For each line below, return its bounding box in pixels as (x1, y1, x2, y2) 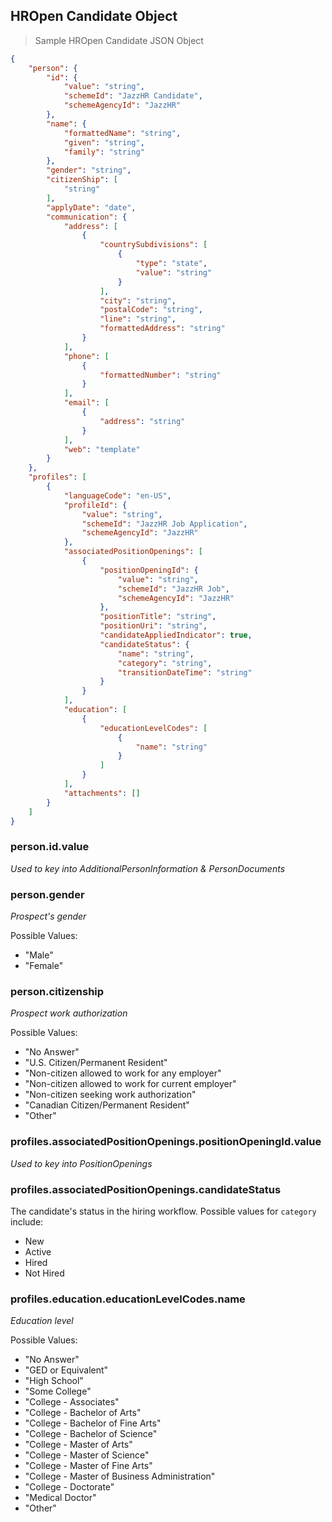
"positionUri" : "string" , (99, 621, 208, 631)
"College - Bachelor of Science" (24, 1428, 158, 1440)
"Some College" (24, 1385, 92, 1398)
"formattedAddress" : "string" (99, 324, 226, 334)
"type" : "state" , (135, 259, 208, 269)
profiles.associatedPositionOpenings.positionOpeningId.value (10, 1135, 322, 1149)
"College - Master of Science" (24, 1449, 150, 1461)
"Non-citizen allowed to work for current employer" (24, 1078, 237, 1090)
